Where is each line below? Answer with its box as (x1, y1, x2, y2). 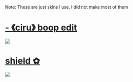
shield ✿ (5, 56, 40, 66)
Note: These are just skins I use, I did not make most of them (5, 4, 128, 10)
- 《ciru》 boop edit (5, 22, 77, 33)
